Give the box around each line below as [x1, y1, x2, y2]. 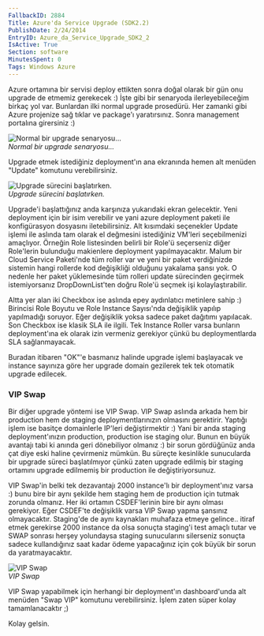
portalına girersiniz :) [8, 118, 76, 127]
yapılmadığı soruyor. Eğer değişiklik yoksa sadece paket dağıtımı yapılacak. [8, 312, 252, 321]
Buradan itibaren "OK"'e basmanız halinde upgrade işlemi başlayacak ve [8, 352, 244, 361]
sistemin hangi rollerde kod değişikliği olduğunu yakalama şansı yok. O [8, 263, 238, 272]
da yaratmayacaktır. [8, 548, 73, 557]
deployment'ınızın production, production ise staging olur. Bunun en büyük [8, 432, 251, 442]
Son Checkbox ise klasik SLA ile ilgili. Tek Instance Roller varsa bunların [8, 320, 240, 330]
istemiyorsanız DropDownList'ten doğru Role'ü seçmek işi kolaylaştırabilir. [8, 279, 247, 289]
